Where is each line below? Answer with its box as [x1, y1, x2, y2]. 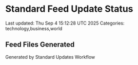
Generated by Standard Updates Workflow [5, 54, 95, 60]
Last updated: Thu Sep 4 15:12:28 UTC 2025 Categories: [5, 20, 125, 26]
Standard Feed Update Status [5, 3, 133, 15]
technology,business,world [5, 25, 63, 31]
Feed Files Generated [5, 40, 75, 49]
